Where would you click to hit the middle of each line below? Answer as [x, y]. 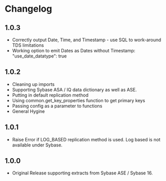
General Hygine [28, 111]
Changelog [28, 9]
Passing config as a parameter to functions [57, 106]
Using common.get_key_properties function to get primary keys [78, 100]
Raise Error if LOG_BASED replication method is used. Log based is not [86, 139]
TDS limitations [28, 45]
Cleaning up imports [33, 84]
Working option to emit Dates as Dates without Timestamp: [74, 51]
